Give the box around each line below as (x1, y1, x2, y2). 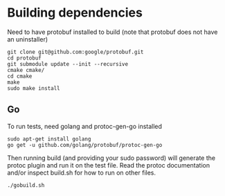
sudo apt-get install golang (7, 135, 91, 143)
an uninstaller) (7, 35, 48, 43)
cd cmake (7, 73, 33, 80)
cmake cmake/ (7, 66, 45, 73)
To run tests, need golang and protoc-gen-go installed (7, 122, 163, 130)
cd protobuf (7, 54, 42, 62)
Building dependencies (7, 5, 143, 21)
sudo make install (7, 84, 60, 91)
